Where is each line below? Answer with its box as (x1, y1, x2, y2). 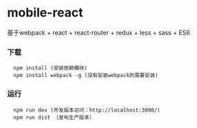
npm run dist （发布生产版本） (13, 114, 95, 121)
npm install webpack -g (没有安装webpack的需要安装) (13, 72, 158, 79)
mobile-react (7, 5, 83, 21)
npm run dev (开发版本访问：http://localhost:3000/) (13, 107, 160, 114)
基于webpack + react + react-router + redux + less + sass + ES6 (7, 28, 191, 36)
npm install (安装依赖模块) (13, 65, 87, 72)
